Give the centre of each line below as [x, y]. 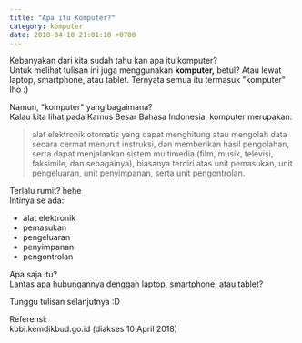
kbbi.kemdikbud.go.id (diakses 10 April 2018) [94, 329]
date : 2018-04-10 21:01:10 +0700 [73, 35]
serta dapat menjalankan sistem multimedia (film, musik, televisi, [152, 154]
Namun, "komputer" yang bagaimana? [81, 107]
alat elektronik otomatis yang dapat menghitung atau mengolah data [160, 135]
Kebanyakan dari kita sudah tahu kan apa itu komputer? [114, 61]
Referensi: [29, 319]
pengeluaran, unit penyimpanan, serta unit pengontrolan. [138, 173]
